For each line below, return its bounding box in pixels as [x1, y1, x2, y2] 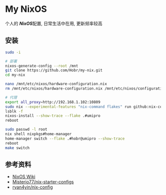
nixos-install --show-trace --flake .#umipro [5, 113, 100, 118]
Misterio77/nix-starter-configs [12, 179, 74, 185]
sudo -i [5, 49, 21, 55]
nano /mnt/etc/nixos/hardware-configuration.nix [5, 82, 107, 87]
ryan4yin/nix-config [12, 184, 53, 190]
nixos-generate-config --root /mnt [5, 63, 79, 68]
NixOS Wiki [12, 174, 36, 180]
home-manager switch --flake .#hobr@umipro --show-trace [5, 136, 125, 141]
